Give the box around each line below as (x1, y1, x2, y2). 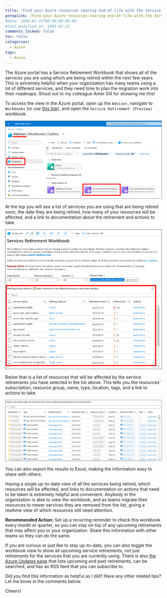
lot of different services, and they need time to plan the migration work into (5, 85, 159, 91)
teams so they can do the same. (5, 532, 71, 538)
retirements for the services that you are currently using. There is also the (5, 553, 156, 559)
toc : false (5, 34, 28, 39)
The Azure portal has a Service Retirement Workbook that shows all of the (5, 70, 157, 75)
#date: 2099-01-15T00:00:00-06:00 (5, 18, 77, 23)
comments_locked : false (5, 29, 55, 34)
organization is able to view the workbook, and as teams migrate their (5, 497, 148, 503)
